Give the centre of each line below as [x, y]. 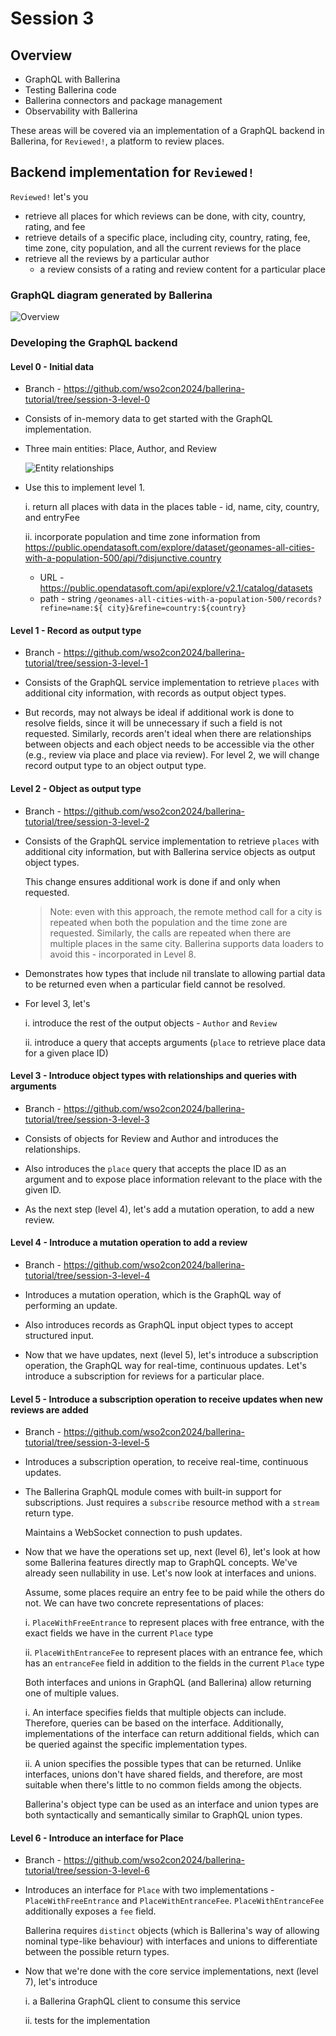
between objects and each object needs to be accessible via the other [169, 744]
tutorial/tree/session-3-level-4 [87, 1276]
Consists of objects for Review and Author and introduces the [151, 1138]
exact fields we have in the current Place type [119, 1633]
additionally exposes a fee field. [90, 1911]
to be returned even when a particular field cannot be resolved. [155, 984]
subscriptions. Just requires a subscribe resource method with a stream [172, 1503]
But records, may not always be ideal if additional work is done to [159, 713]
